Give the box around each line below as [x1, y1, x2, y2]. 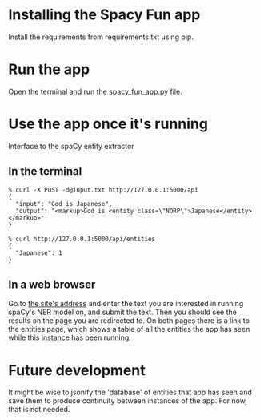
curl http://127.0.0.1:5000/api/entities [15, 235, 156, 243]
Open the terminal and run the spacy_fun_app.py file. [8, 87, 182, 96]
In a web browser [8, 278, 96, 292]
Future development [8, 361, 146, 379]
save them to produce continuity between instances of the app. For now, [8, 396, 248, 406]
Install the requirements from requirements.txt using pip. [8, 32, 194, 42]
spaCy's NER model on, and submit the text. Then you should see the [8, 307, 238, 317]
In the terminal [8, 164, 82, 178]
